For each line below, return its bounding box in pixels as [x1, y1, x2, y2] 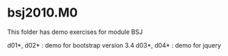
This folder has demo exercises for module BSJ [7, 28, 143, 36]
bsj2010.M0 [7, 5, 78, 21]
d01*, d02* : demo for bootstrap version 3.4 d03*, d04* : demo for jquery [7, 41, 221, 49]
